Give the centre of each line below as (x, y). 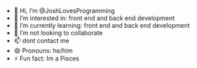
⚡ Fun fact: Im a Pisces (46, 58)
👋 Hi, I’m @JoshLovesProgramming (64, 11)
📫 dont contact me (41, 41)
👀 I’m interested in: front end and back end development (94, 18)
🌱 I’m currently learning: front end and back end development (102, 25)
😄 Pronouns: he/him (43, 51)
